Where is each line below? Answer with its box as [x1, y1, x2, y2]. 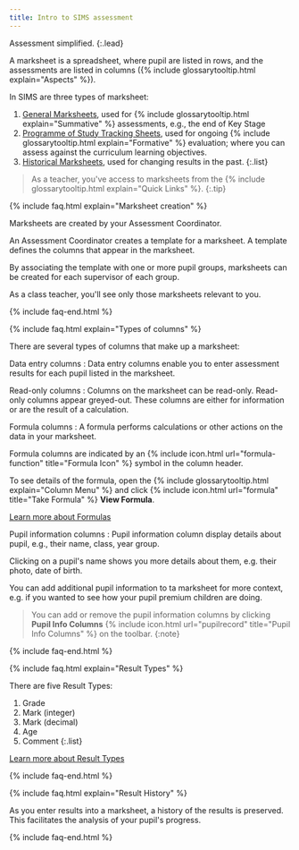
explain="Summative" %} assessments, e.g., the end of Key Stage [21, 118, 266, 129]
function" [9, 457, 44, 468]
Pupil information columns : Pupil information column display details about [9, 529, 282, 540]
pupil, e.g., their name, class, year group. [9, 538, 160, 548]
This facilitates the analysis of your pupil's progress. [9, 814, 202, 825]
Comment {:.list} [21, 735, 83, 746]
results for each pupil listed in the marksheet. [9, 368, 176, 378]
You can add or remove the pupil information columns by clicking [30, 609, 270, 620]
